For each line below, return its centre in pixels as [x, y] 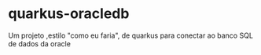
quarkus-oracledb [69, 14]
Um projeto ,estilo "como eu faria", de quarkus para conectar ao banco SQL [131, 35]
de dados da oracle [39, 43]
